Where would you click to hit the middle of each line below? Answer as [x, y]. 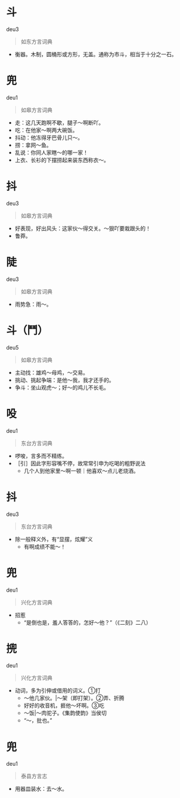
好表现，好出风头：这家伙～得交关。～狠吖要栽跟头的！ [83, 228]
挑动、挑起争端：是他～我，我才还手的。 [64, 380]
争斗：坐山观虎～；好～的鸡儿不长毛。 [62, 387]
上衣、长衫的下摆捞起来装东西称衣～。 [62, 160]
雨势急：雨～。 [33, 304]
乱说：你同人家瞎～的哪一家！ [51, 152]
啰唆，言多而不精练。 [41, 455]
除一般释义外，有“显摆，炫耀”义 [54, 539]
